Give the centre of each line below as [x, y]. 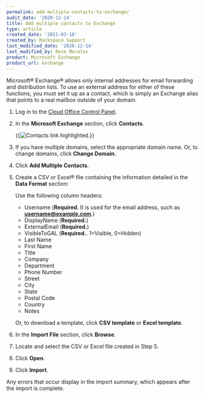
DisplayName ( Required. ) [56, 220]
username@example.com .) [59, 213]
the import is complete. [35, 388]
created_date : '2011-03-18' [42, 35]
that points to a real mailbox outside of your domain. [72, 100]
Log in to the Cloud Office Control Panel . [66, 112]
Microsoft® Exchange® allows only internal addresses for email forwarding [100, 80]
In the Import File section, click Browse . [65, 334]
